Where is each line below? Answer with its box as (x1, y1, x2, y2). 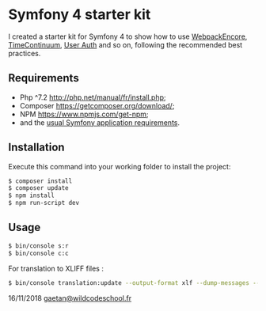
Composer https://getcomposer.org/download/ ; (19, 101, 175, 110)
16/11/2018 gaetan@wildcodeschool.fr (8, 293, 132, 302)
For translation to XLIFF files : (8, 264, 104, 273)
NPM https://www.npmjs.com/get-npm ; (19, 109, 149, 119)
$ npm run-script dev (8, 199, 80, 207)
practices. (8, 48, 41, 58)
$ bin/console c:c (8, 249, 69, 257)
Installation (8, 141, 65, 154)
